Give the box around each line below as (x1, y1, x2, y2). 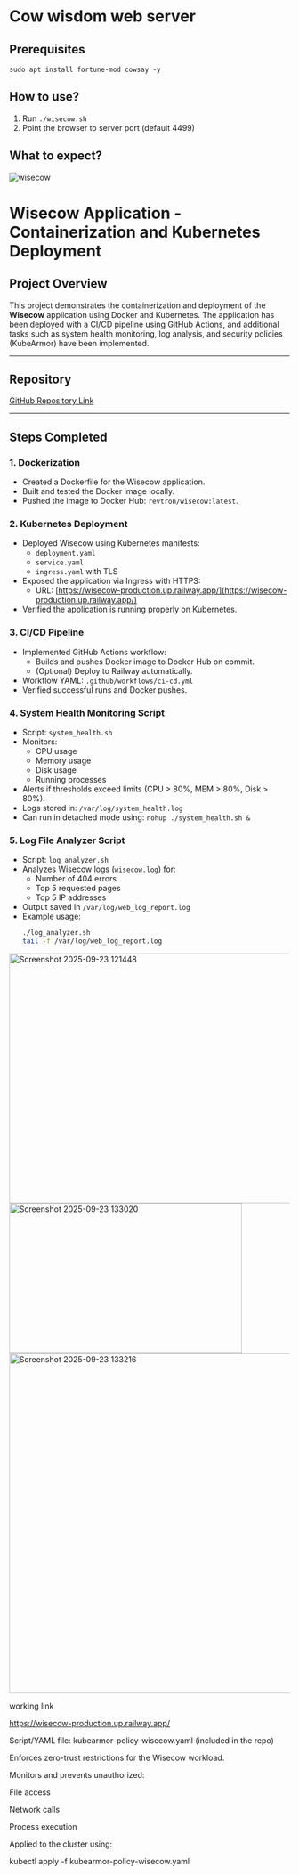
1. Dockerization (9, 456, 80, 468)
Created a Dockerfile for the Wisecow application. (21, 476, 206, 487)
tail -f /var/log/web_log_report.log (21, 937, 163, 946)
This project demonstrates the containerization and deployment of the (9, 300, 266, 311)
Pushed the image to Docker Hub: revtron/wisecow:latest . (21, 496, 238, 507)
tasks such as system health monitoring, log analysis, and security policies (9, 328, 283, 339)
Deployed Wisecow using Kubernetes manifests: (21, 538, 200, 548)
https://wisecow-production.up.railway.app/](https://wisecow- (58, 585, 287, 596)
